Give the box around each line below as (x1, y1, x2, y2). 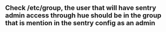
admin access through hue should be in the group (5, 12, 162, 20)
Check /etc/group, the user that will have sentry (5, 4, 157, 12)
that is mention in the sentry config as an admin (5, 19, 156, 27)
